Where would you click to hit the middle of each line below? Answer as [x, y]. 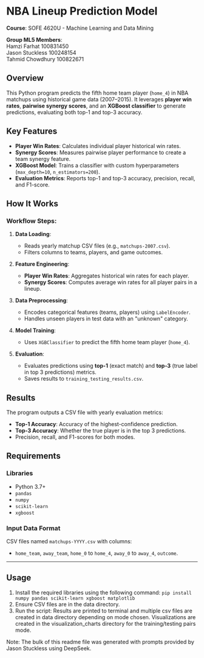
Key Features [32, 131]
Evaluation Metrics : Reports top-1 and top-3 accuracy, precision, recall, [105, 178]
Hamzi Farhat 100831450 [38, 46]
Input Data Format [33, 528]
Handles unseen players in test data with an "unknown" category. [106, 319]
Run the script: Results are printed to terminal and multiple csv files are [104, 611]
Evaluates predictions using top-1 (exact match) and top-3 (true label [111, 366]
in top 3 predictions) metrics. [60, 372]
